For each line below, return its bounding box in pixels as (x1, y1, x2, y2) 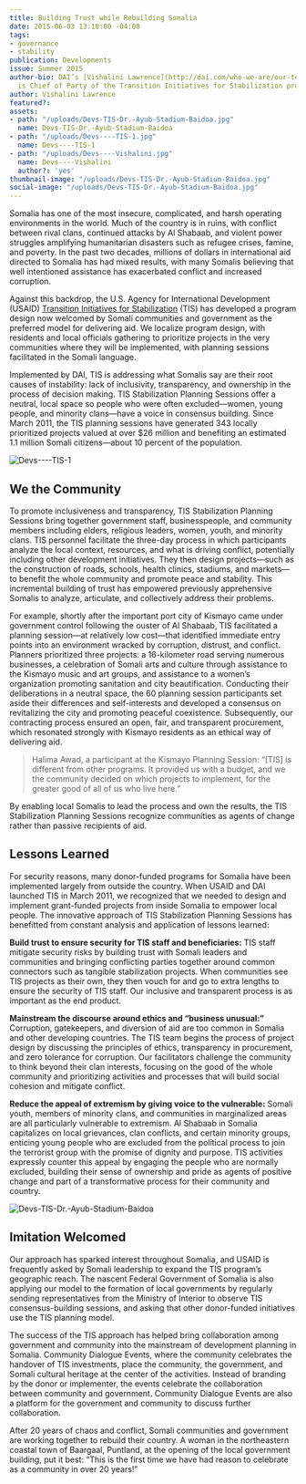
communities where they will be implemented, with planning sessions (9, 342, 270, 353)
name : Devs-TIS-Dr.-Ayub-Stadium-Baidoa (17, 124, 173, 133)
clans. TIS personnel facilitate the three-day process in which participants (9, 534, 287, 545)
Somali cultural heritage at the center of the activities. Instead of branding (9, 1368, 287, 1379)
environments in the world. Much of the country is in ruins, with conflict (9, 218, 278, 229)
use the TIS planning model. (9, 1312, 115, 1323)
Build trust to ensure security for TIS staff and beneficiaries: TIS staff (9, 937, 276, 948)
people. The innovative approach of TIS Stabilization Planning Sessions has (9, 909, 293, 920)
